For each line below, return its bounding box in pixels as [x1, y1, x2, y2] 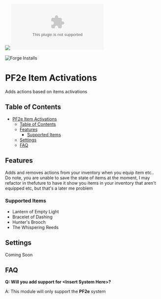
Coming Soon [5, 252, 33, 258]
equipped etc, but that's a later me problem [5, 185, 93, 191]
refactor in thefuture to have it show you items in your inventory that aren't [5, 180, 156, 186]
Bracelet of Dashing [12, 214, 53, 220]
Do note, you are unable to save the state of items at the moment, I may [5, 174, 150, 181]
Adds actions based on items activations [5, 88, 88, 95]
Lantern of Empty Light [12, 208, 59, 214]
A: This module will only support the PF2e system [5, 289, 106, 295]
